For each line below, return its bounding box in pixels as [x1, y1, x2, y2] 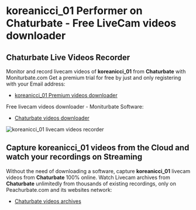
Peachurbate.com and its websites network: [6, 186, 112, 193]
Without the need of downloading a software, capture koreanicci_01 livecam [6, 167, 191, 174]
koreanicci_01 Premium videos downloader [14, 92, 118, 99]
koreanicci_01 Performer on [6, 4, 143, 18]
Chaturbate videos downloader [14, 114, 90, 121]
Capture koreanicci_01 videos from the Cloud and [6, 143, 190, 153]
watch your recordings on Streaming [6, 152, 142, 162]
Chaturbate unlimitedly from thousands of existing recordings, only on [6, 180, 177, 187]
